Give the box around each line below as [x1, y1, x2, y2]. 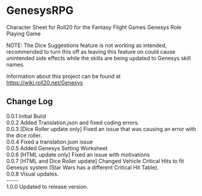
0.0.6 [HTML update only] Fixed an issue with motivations [6, 151, 150, 158]
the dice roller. [6, 131, 42, 139]
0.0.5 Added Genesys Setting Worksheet [6, 144, 108, 151]
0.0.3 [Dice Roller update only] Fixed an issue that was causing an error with [6, 125, 197, 133]
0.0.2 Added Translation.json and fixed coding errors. [6, 119, 140, 126]
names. [6, 61, 25, 68]
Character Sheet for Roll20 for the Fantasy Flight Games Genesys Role [6, 24, 182, 31]
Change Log [6, 96, 53, 107]
